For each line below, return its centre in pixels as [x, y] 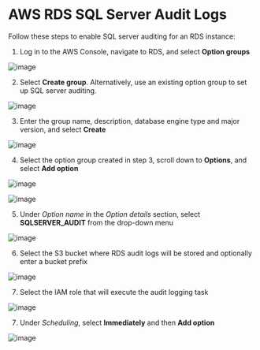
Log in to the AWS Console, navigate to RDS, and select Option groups [135, 51]
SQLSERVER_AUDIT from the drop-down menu [97, 222]
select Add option [49, 168]
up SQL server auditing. [58, 90]
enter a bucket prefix [54, 261]
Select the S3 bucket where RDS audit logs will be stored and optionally [136, 253]
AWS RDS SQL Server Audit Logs [117, 15]
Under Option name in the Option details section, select [110, 214]
